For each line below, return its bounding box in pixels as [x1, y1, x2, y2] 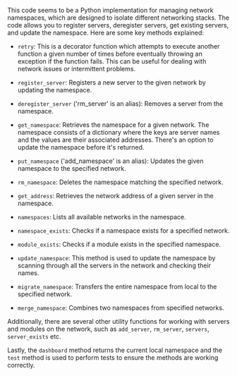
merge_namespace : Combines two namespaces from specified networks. [17, 303, 224, 312]
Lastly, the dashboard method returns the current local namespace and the [7, 346, 223, 354]
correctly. [7, 361, 35, 369]
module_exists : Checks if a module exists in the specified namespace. [17, 240, 221, 248]
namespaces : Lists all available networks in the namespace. [17, 213, 187, 221]
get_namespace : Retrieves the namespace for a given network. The [17, 121, 209, 129]
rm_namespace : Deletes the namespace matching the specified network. [17, 178, 224, 186]
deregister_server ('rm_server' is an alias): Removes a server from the [17, 99, 224, 108]
